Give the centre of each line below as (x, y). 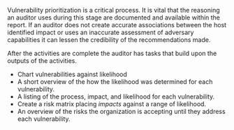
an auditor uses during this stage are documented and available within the (114, 17)
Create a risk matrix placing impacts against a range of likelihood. (112, 104)
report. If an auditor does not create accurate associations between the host (117, 25)
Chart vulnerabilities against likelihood (72, 74)
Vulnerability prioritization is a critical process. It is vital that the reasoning (114, 10)
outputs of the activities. (42, 61)
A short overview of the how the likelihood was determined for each (115, 82)
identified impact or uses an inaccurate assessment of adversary (101, 32)
